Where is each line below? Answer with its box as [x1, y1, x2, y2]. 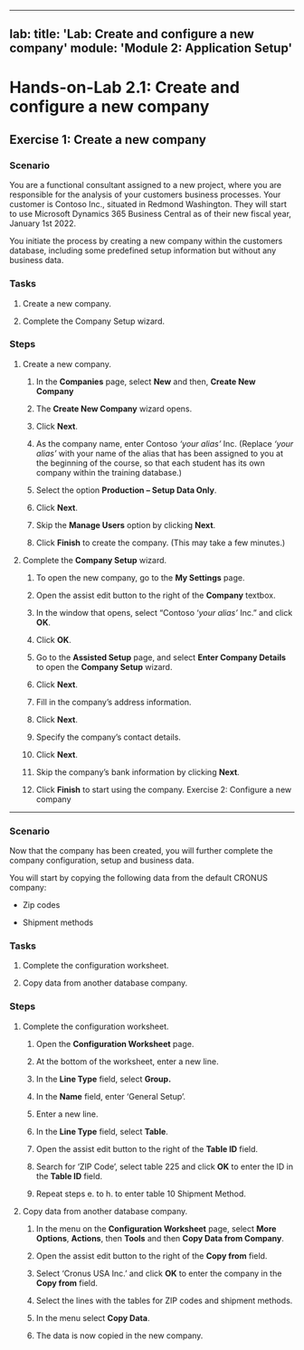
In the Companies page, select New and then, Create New [35, 376, 256, 387]
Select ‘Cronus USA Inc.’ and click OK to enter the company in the [35, 1268, 282, 1279]
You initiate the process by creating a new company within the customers [9, 236, 283, 247]
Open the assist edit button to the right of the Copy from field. [35, 1250, 268, 1261]
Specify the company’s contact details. [35, 732, 181, 742]
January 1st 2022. [9, 218, 77, 229]
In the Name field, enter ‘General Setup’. [35, 1090, 185, 1101]
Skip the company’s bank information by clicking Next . [35, 766, 240, 778]
